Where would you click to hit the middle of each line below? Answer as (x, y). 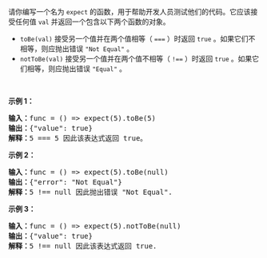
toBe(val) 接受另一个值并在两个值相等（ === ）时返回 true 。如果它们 (134, 39)
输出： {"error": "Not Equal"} (65, 182)
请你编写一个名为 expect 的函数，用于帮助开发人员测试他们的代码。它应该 (130, 12)
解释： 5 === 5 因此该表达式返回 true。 (78, 138)
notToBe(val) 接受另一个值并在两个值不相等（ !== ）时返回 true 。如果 (136, 59)
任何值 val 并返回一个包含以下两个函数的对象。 (92, 22)
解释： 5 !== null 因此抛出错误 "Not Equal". (91, 192)
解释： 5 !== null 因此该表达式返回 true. (83, 246)
